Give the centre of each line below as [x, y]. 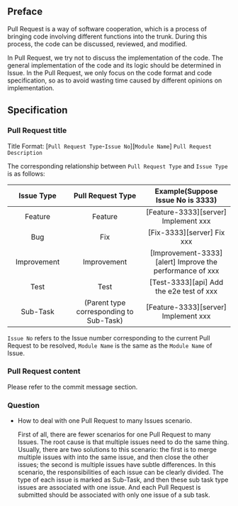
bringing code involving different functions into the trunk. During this [107, 36]
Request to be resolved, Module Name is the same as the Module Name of [110, 345]
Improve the [198, 262]
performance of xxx [186, 271]
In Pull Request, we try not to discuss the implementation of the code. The [115, 58]
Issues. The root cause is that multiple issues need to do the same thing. [123, 442]
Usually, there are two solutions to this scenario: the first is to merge [117, 450]
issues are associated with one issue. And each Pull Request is [109, 488]
